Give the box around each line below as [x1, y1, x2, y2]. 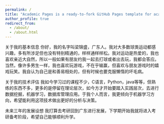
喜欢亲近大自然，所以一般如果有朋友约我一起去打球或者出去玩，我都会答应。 [5, 56, 159, 62]
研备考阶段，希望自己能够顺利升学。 [5, 114, 78, 120]
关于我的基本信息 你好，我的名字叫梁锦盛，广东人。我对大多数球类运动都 [5, 44, 152, 50]
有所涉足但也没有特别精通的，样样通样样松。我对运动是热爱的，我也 [21, 50, 159, 56]
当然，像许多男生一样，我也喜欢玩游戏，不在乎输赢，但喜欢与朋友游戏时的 [5, 62, 155, 68]
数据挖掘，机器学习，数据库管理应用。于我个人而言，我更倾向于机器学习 [5, 91, 150, 97]
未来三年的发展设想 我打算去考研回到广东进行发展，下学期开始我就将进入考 [5, 108, 156, 113]
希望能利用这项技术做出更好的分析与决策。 [13, 98, 99, 103]
